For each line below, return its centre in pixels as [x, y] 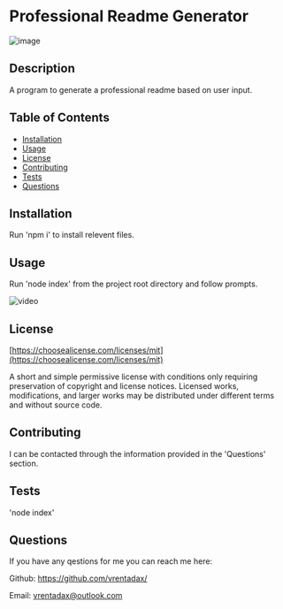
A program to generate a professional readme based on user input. [131, 89]
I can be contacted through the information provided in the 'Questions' [138, 453]
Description [42, 69]
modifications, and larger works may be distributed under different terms [142, 396]
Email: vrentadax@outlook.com [66, 596]
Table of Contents [60, 118]
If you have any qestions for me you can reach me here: [111, 561]
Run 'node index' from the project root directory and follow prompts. [134, 284]
